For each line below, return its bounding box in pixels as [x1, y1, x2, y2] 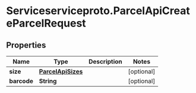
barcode [9, 77, 34, 85]
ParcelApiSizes [39, 68, 83, 75]
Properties [6, 40, 46, 50]
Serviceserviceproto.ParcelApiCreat [6, 4, 190, 18]
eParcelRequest [6, 16, 86, 30]
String [39, 77, 57, 85]
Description [88, 58, 123, 65]
